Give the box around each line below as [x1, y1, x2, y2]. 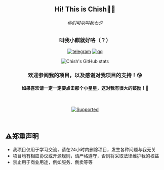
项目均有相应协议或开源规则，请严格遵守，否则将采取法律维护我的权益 [12, 152, 159, 159]
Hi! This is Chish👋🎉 [54, 5, 116, 14]
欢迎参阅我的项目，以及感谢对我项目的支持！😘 [27, 72, 143, 79]
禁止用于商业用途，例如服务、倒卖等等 [12, 159, 93, 165]
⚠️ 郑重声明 [5, 132, 39, 141]
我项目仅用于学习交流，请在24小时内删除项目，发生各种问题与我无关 [12, 146, 156, 152]
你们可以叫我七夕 [67, 20, 103, 26]
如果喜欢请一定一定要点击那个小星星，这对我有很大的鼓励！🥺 [21, 85, 149, 91]
